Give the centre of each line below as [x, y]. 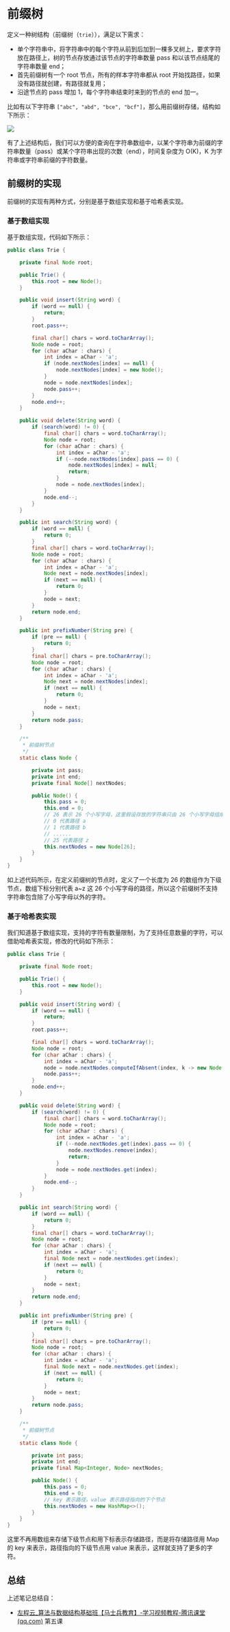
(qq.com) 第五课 [40, 1621]
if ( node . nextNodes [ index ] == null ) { [99, 364]
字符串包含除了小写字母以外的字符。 [58, 897]
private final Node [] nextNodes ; [79, 783]
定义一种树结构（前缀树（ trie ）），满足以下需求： [76, 34]
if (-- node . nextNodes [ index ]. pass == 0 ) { [117, 459]
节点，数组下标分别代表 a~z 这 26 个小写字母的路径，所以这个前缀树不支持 [112, 888]
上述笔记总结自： [31, 1598]
